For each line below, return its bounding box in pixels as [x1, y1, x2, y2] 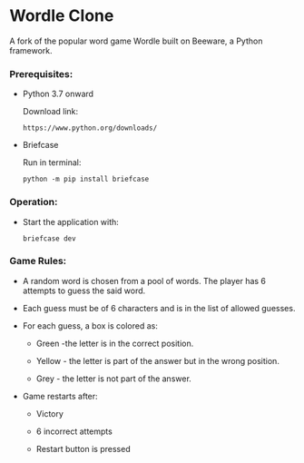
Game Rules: [9, 255, 67, 268]
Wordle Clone [9, 5, 114, 26]
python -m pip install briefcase [22, 174, 150, 184]
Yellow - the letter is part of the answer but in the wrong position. [35, 355, 279, 366]
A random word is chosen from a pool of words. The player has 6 [22, 275, 266, 286]
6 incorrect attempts [35, 426, 113, 437]
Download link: [22, 106, 79, 117]
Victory [35, 408, 64, 419]
